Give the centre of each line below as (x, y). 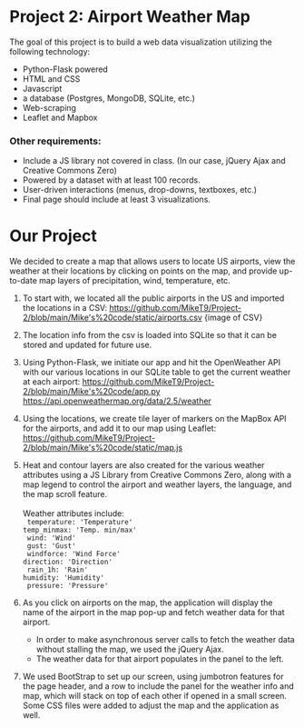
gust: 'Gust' (51, 546)
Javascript (42, 88)
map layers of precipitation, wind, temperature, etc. (135, 281)
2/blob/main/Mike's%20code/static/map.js (103, 448)
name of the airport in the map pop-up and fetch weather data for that (153, 613)
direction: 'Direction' (68, 562)
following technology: (50, 51)
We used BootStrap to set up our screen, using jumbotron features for (153, 677)
